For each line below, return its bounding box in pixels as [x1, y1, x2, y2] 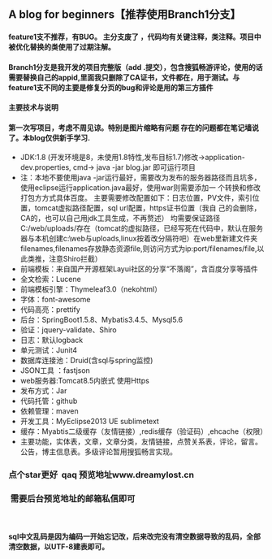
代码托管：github [19, 396, 78, 406]
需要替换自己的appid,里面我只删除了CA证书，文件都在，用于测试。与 [8, 72, 240, 82]
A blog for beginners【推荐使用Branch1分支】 [8, 7, 241, 22]
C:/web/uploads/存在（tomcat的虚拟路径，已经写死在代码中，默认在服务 [19, 223, 264, 233]
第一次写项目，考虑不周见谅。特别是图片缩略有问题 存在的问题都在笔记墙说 [8, 123, 260, 132]
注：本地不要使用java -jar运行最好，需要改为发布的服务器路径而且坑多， [19, 173, 261, 183]
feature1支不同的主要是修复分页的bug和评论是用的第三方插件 [8, 82, 214, 92]
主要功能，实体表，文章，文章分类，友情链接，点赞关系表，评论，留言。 [19, 437, 262, 447]
